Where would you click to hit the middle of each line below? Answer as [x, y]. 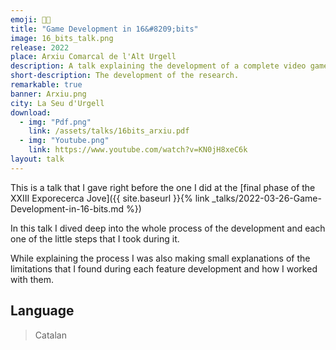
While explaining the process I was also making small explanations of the [160, 258]
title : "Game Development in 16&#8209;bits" [104, 29]
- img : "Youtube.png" [64, 141]
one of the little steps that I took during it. [95, 238]
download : [31, 112]
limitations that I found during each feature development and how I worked [164, 268]
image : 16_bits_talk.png [62, 38]
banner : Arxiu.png [48, 94]
